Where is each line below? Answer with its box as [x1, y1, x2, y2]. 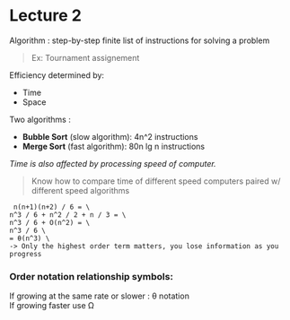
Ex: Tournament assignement [31, 52, 140, 63]
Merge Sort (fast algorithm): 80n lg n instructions [22, 141, 205, 151]
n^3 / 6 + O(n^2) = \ [9, 218, 91, 227]
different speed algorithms [31, 185, 130, 195]
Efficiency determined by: [9, 69, 105, 81]
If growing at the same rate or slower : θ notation [9, 290, 190, 301]
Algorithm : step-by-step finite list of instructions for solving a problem [9, 35, 270, 46]
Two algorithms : [9, 114, 72, 125]
